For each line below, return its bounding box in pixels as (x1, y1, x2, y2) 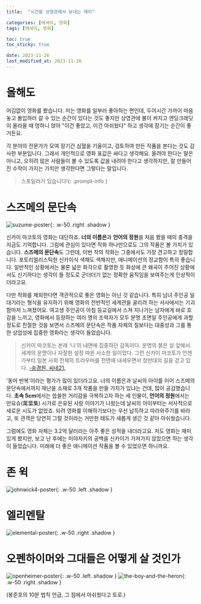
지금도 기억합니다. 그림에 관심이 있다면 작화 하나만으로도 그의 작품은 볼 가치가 (6, 241, 187, 248)
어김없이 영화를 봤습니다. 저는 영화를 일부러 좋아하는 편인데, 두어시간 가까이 (6, 106, 182, 114)
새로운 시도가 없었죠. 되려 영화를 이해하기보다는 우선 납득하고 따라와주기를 (6, 407, 179, 414)
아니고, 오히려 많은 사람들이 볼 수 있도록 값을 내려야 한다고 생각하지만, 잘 (6, 157, 176, 164)
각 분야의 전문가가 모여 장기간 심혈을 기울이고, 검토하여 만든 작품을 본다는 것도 (6, 142, 189, 149)
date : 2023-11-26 (6, 52, 50, 59)
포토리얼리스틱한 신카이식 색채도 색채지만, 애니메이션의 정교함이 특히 (19, 256, 179, 263)
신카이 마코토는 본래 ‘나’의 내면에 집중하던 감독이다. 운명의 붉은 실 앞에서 (20, 341, 190, 349)
